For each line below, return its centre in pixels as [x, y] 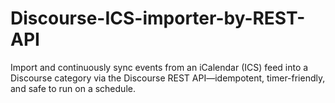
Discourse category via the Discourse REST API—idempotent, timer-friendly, [168, 78]
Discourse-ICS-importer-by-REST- [158, 18]
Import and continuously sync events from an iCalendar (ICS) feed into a [159, 67]
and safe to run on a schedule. [73, 88]
